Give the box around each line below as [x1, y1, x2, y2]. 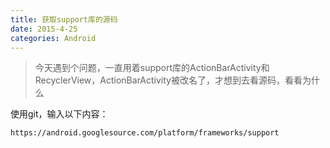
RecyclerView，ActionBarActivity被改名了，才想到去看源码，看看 [34, 74, 303, 86]
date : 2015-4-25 [10, 24, 78, 34]
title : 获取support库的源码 [10, 14, 118, 25]
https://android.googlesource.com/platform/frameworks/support [10, 128, 280, 138]
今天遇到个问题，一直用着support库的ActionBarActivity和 [34, 62, 270, 74]
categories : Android [10, 33, 97, 43]
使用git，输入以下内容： [10, 108, 109, 120]
